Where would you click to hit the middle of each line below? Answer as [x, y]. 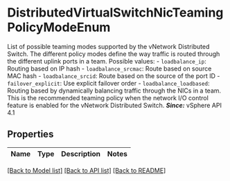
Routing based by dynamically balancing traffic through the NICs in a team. [114, 90]
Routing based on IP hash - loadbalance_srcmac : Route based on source [109, 68]
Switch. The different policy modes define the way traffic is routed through [114, 54]
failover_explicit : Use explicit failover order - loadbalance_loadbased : [108, 83]
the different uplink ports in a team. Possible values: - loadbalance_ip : [107, 61]
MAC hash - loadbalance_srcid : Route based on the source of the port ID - [114, 76]
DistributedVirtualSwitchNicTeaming [115, 13]
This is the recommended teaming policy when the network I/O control [108, 97]
